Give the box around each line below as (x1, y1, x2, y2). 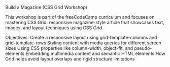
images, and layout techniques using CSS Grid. (5, 25, 104, 31)
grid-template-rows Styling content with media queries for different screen (5, 40, 161, 46)
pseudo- (134, 45, 152, 51)
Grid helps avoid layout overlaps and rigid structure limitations (5, 56, 135, 62)
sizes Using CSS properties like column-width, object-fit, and (5, 45, 133, 51)
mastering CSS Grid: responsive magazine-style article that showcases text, (5, 20, 164, 25)
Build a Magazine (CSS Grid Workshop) (5, 5, 88, 10)
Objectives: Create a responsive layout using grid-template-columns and (5, 35, 157, 40)
